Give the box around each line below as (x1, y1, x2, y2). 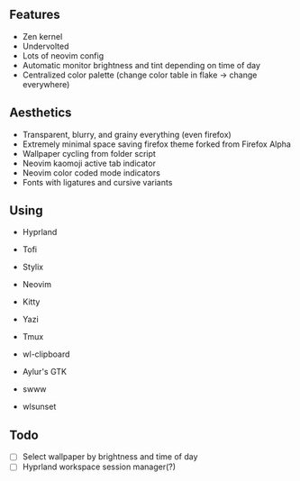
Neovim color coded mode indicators (22, 167, 160, 178)
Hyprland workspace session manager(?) (22, 461, 177, 472)
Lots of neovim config (22, 50, 105, 61)
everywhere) (22, 78, 70, 89)
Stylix (22, 261, 43, 273)
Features (9, 7, 60, 23)
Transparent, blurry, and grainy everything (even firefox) (22, 129, 232, 140)
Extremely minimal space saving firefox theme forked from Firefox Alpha (22, 139, 291, 150)
